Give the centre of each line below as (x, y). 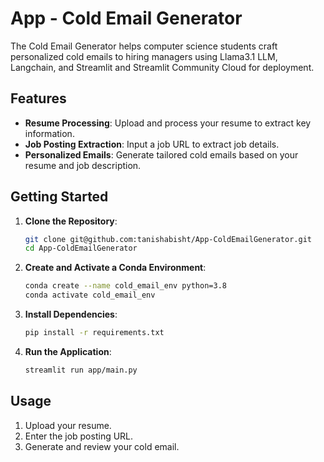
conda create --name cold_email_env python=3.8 (125, 286)
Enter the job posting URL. (79, 436)
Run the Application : (68, 351)
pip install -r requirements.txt (94, 333)
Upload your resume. (68, 425)
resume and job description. (83, 165)
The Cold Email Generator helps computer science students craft (144, 46)
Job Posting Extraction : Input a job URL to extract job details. (152, 144)
